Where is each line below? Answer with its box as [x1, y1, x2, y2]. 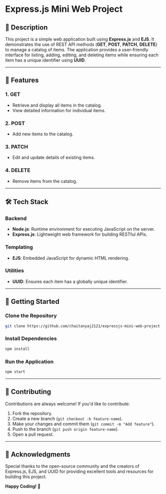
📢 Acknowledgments [5, 450, 71, 458]
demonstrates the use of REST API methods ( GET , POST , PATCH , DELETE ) [5, 41, 158, 47]
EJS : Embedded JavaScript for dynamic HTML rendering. [12, 255, 129, 261]
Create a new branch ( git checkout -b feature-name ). [12, 415, 123, 421]
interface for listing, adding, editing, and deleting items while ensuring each [5, 52, 159, 58]
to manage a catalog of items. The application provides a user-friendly [5, 47, 149, 52]
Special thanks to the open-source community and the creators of [5, 463, 140, 469]
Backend [5, 215, 27, 222]
